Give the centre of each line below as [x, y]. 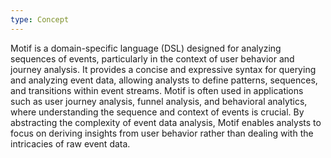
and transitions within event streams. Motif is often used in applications [157, 90]
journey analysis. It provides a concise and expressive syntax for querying [163, 69]
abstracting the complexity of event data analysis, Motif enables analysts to [166, 122]
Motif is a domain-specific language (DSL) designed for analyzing [146, 48]
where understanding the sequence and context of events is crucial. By [157, 112]
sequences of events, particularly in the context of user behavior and [152, 58]
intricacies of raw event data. [70, 143]
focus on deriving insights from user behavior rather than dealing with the [162, 133]
